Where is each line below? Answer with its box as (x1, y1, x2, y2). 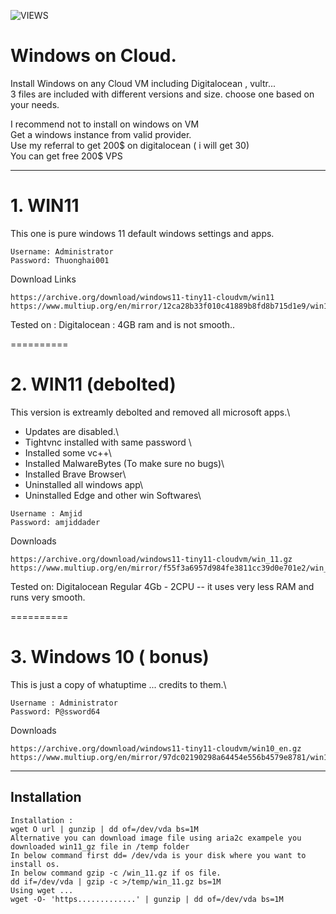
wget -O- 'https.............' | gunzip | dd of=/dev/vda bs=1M (10, 894, 284, 904)
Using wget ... (10, 885, 74, 895)
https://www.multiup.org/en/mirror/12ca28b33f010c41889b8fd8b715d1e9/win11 (10, 301, 333, 311)
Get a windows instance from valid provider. (10, 128, 192, 140)
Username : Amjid (10, 508, 83, 519)
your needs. (10, 98, 60, 110)
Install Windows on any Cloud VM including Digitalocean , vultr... (10, 77, 276, 89)
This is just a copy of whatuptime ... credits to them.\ (10, 678, 227, 690)
